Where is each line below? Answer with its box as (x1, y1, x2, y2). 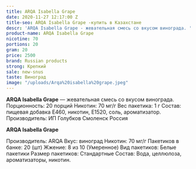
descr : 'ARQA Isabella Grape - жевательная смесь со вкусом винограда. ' (6, 25, 192, 31)
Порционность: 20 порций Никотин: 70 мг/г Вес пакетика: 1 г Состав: (6, 102, 182, 109)
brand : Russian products (6, 58, 68, 64)
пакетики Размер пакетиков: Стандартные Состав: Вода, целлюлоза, (6, 150, 182, 157)
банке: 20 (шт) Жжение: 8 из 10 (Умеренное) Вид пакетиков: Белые (6, 144, 176, 151)
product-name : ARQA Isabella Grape (6, 31, 94, 37)
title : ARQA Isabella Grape (6, 8, 76, 15)
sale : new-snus (6, 69, 44, 75)
